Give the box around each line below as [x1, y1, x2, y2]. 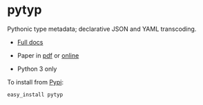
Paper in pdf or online [17, 51, 79, 60]
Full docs [17, 38, 43, 46]
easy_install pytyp [7, 91, 64, 98]
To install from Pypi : [7, 78, 64, 86]
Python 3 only [17, 65, 57, 73]
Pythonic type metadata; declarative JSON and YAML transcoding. [7, 25, 197, 33]
